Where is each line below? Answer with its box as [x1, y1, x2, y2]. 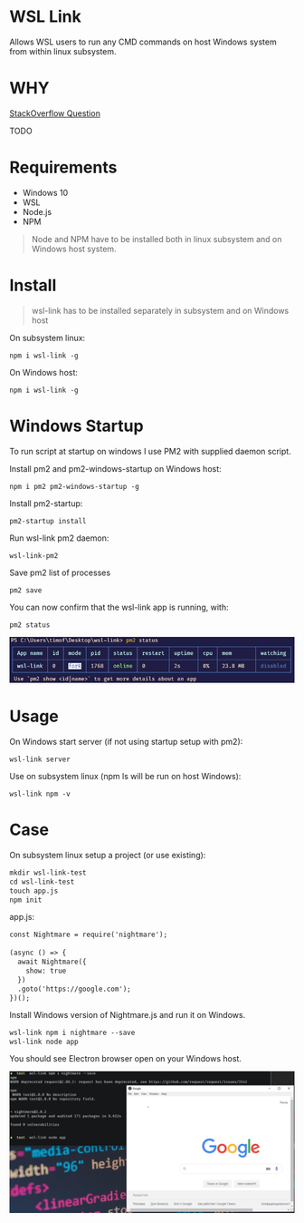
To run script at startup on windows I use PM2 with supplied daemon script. [9, 445, 291, 456]
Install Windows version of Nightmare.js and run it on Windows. [9, 1009, 246, 1020]
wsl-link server [9, 755, 71, 764]
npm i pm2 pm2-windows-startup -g [9, 482, 140, 491]
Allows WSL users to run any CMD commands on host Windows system [9, 36, 278, 47]
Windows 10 [22, 187, 69, 198]
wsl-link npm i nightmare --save [9, 1028, 136, 1037]
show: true [25, 966, 67, 975]
